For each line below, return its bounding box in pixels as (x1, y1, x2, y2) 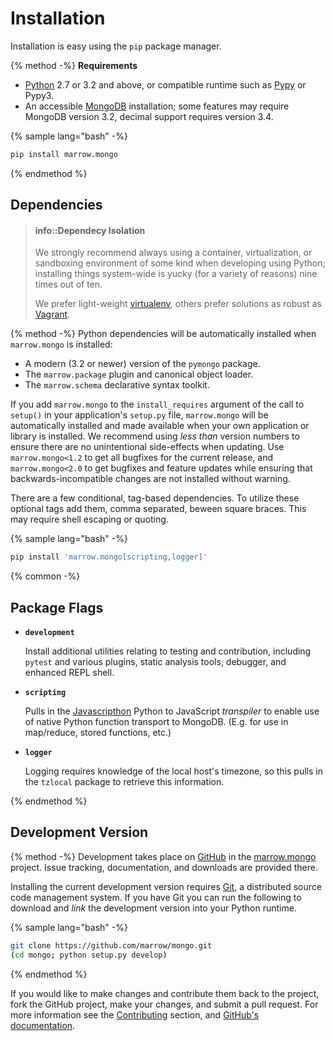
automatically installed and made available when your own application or (10, 420, 310, 432)
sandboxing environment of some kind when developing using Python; (34, 257, 326, 269)
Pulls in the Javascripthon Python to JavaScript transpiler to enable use (24, 705, 320, 717)
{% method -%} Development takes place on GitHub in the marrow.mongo (10, 850, 317, 862)
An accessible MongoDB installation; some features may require (24, 100, 290, 112)
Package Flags (10, 599, 104, 616)
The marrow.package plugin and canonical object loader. (24, 368, 254, 381)
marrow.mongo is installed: (10, 338, 113, 351)
